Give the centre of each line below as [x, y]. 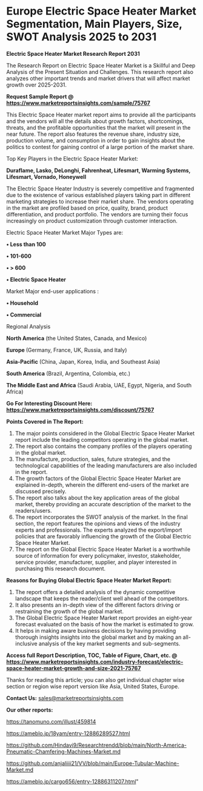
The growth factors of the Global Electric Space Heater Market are [98, 478]
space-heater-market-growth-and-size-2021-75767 [74, 668]
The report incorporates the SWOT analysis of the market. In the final [101, 517]
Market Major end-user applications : [52, 291]
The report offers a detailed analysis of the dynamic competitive [95, 592]
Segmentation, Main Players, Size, [94, 24]
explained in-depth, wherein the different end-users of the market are [102, 485]
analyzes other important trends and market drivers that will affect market [98, 78]
